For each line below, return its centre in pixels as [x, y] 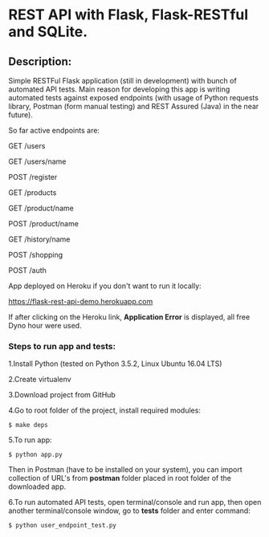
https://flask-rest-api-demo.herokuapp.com [81, 301]
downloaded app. [37, 486]
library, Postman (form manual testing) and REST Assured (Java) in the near [134, 106]
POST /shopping [36, 255]
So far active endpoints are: [54, 130]
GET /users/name [37, 161]
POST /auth [27, 270]
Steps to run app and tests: [62, 346]
